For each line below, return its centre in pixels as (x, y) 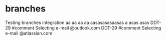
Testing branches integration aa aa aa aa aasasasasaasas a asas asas (77, 22)
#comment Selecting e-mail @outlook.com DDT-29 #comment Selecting (87, 27)
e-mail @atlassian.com (29, 33)
